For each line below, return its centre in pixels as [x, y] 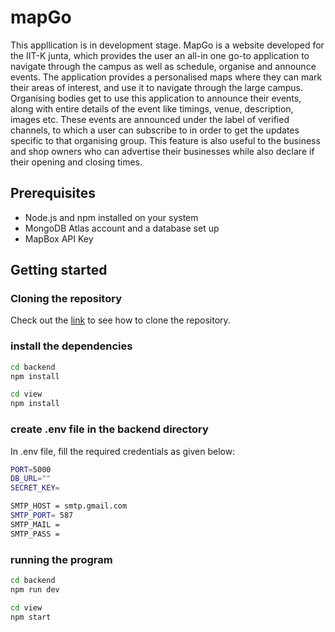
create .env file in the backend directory [109, 429]
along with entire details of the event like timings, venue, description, [152, 108]
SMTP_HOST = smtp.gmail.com [69, 506]
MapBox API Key [59, 238]
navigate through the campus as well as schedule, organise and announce [163, 66]
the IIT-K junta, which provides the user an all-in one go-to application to [160, 55]
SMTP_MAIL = [35, 524]
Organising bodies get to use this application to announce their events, [156, 98]
